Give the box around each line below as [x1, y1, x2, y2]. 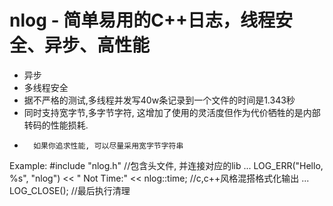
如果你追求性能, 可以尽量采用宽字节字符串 [33, 141, 184, 151]
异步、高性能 [44, 34, 151, 57]
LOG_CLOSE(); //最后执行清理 [9, 184, 131, 196]
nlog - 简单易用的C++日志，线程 [9, 9, 276, 32]
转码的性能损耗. [23, 119, 89, 131]
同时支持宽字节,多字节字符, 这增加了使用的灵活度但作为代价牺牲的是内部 [23, 106, 321, 118]
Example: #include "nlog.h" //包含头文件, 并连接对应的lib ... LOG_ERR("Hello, [9, 159, 324, 171]
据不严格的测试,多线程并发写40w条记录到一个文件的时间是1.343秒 [23, 94, 296, 106]
